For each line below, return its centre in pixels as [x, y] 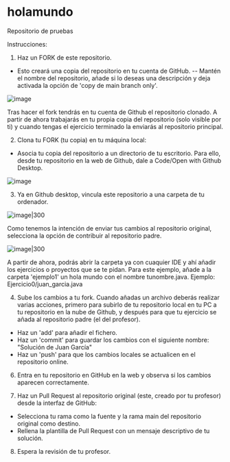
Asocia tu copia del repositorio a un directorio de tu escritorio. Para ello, [119, 153]
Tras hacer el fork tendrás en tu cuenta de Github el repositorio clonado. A [112, 112]
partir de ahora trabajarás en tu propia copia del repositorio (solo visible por [114, 119]
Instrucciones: [27, 44]
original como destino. [49, 424]
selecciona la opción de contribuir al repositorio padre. [84, 235]
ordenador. [33, 201]
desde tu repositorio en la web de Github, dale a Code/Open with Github [119, 160]
